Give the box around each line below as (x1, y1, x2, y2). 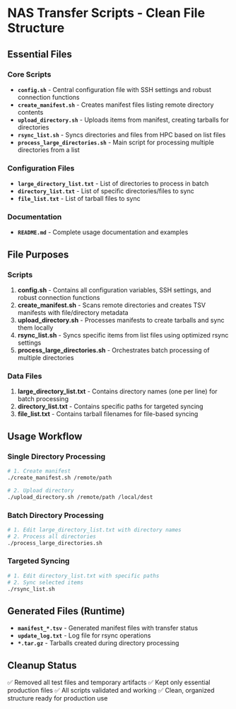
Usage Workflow (7, 430, 83, 442)
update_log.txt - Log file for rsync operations (17, 631, 151, 640)
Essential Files (7, 48, 73, 60)
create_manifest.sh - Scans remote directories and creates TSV (17, 301, 206, 309)
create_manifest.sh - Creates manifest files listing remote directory (17, 100, 214, 109)
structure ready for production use (7, 694, 108, 703)
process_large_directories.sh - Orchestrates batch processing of (17, 346, 210, 354)
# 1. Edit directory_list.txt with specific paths (7, 572, 160, 580)
